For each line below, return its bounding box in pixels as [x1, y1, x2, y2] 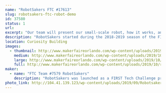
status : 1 [5, 21, 26, 26]
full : [14, 62, 26, 67]
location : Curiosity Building [5, 39, 68, 44]
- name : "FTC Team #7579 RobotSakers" [9, 71, 90, 76]
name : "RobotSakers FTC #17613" [5, 7, 72, 12]
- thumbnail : [9, 48, 37, 53]
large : [14, 58, 28, 62]
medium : [14, 53, 30, 58]
